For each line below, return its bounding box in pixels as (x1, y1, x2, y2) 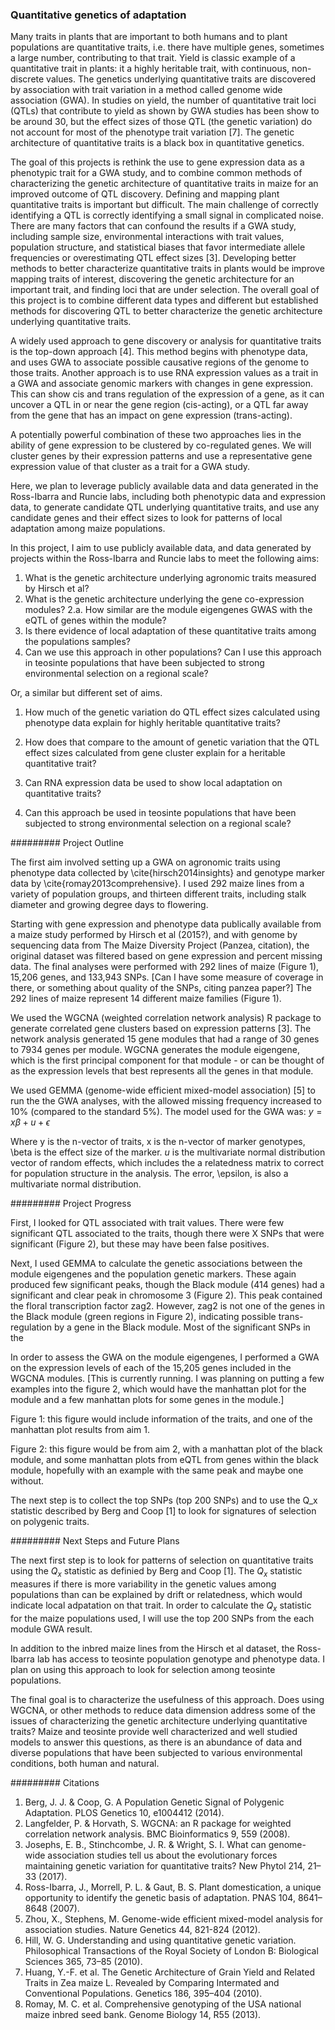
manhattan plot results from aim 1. (10, 1424, 150, 1436)
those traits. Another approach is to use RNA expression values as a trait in (10, 367, 319, 379)
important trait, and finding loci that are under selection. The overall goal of (10, 284, 320, 296)
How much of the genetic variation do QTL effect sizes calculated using (24, 706, 321, 718)
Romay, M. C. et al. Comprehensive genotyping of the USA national (24, 1998, 302, 2010)
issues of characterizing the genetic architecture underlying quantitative (10, 1714, 308, 1727)
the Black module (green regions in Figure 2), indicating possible (10, 1311, 277, 1323)
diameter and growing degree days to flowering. (10, 899, 209, 911)
